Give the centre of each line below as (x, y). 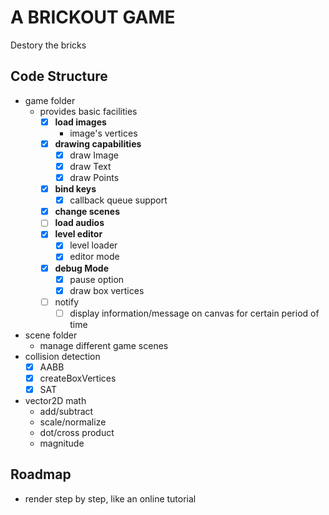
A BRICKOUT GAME (93, 17)
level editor (78, 234)
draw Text (90, 166)
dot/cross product (77, 432)
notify (67, 302)
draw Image (94, 155)
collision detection (62, 356)
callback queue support (118, 200)
